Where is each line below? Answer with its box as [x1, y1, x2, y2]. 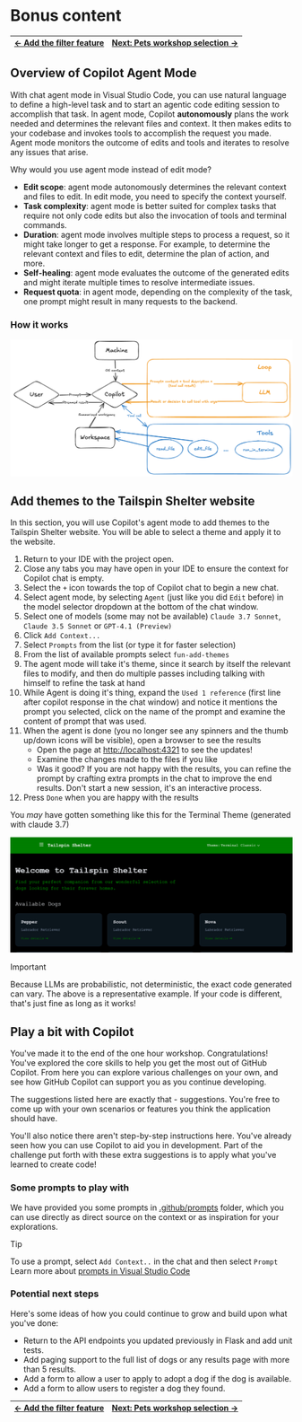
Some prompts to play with [10, 1181, 130, 1194]
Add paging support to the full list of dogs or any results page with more [22, 1354, 290, 1365]
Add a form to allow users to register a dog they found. [22, 1382, 226, 1393]
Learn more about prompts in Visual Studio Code [10, 1265, 191, 1276]
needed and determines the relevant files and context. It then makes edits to [10, 118, 292, 128]
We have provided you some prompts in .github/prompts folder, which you [10, 1202, 285, 1213]
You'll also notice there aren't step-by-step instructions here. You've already [10, 1130, 292, 1141]
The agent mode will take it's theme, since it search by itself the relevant [22, 659, 291, 670]
